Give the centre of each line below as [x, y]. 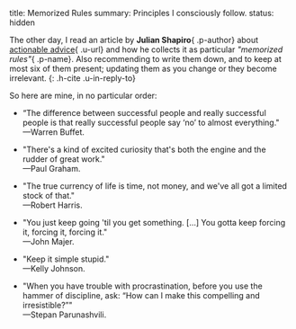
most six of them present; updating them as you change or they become [143, 68]
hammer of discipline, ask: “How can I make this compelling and [141, 295]
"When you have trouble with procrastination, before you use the [142, 286]
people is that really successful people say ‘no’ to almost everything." [151, 122]
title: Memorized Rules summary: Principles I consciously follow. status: [142, 13]
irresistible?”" [47, 305]
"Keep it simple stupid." [66, 259]
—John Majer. [48, 241]
